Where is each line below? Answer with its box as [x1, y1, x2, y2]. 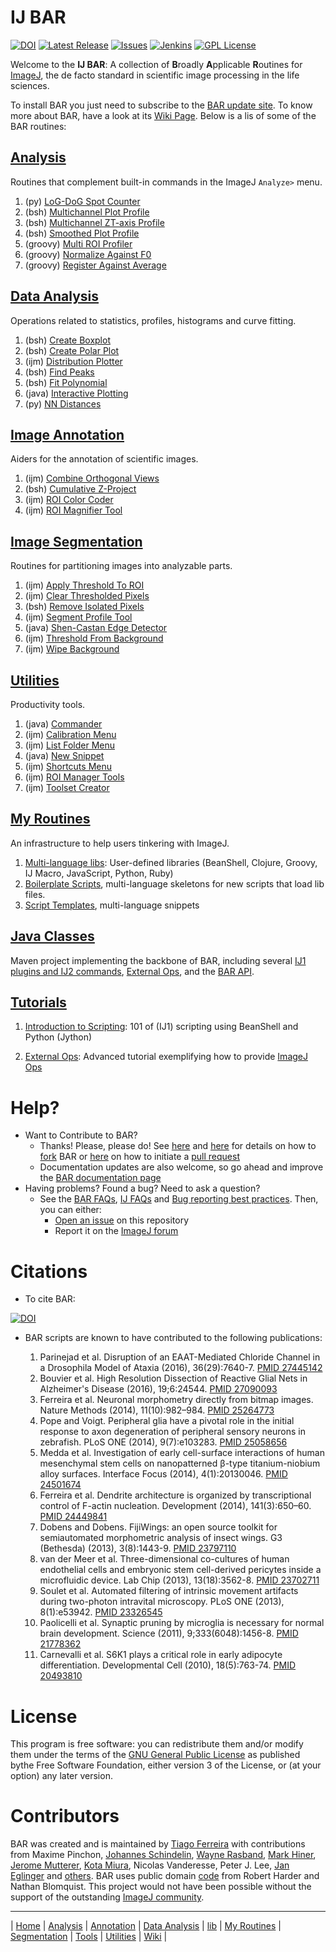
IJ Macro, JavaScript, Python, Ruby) [24, 867, 174, 879]
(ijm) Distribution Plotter [24, 355, 123, 367]
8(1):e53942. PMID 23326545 [39, 1606, 163, 1618]
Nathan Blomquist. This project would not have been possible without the [10, 1881, 312, 1893]
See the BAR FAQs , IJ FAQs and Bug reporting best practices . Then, [39, 1193, 319, 1205]
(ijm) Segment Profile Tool [24, 611, 133, 623]
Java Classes [10, 928, 95, 945]
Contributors [10, 1805, 120, 1828]
